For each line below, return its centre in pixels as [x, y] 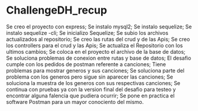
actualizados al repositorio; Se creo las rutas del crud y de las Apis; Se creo [98, 39]
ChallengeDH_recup [57, 10]
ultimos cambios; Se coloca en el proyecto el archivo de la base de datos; [96, 51]
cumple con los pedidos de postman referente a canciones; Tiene [86, 64]
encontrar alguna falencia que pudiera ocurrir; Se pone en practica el [90, 96]
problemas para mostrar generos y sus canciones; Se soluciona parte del [95, 70]
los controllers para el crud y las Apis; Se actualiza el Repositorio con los [95, 45]
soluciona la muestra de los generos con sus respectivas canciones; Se [93, 83]
